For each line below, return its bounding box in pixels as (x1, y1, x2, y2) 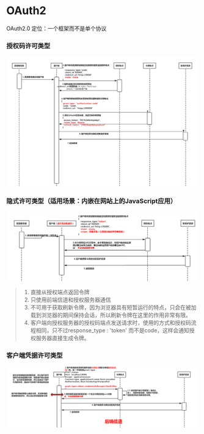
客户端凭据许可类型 (6, 351, 63, 360)
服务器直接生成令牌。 (35, 335, 90, 342)
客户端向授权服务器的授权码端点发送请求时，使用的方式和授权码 (30, 319, 191, 327)
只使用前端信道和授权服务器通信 (30, 296, 111, 303)
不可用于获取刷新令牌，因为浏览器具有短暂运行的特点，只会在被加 (30, 304, 197, 311)
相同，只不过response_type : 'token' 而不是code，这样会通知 (35, 327, 189, 334)
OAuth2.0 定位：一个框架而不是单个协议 (6, 25, 107, 32)
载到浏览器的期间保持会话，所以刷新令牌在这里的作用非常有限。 (30, 311, 191, 319)
